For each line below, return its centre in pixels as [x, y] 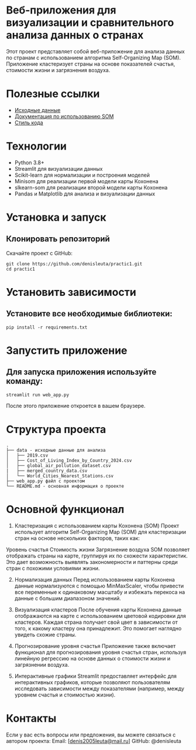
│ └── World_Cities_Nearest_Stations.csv [60, 476]
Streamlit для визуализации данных [59, 168]
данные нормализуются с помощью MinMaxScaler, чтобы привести [99, 586]
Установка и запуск [56, 217]
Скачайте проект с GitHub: [39, 253]
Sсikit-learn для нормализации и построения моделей [82, 175]
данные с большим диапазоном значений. [68, 598]
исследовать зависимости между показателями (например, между [99, 688]
